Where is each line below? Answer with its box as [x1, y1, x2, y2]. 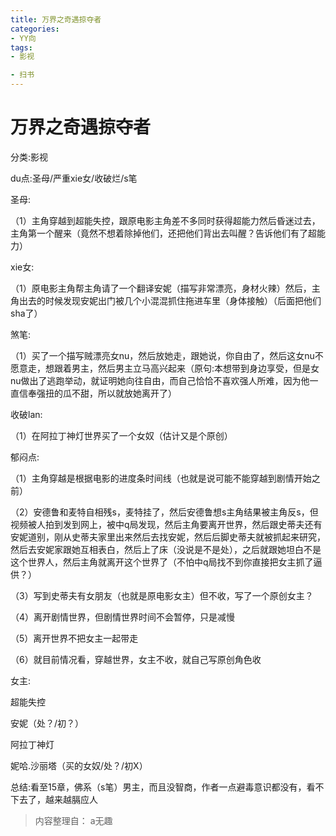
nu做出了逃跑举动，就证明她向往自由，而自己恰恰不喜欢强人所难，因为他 [10, 374, 310, 386]
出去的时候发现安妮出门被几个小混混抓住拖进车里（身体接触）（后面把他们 [18, 294, 322, 306]
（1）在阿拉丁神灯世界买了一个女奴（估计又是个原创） [10, 429, 233, 441]
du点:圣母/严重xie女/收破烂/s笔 [10, 172, 138, 184]
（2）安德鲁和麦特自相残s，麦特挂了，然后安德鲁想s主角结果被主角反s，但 [10, 506, 319, 518]
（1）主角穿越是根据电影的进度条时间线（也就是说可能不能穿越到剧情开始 [10, 472, 312, 484]
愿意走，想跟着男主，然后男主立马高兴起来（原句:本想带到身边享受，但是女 [10, 362, 320, 374]
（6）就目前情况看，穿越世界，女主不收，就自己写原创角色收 [10, 653, 262, 665]
